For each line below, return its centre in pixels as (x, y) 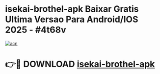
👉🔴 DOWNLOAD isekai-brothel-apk (80, 64)
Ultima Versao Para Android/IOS (72, 19)
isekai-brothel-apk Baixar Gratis (72, 9)
